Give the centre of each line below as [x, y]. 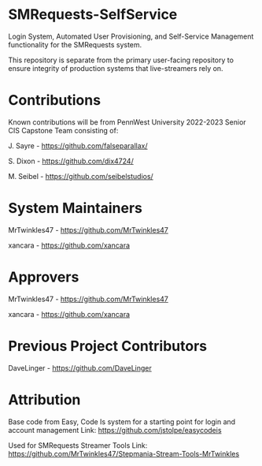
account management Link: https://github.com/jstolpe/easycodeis [115, 430]
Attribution [44, 399]
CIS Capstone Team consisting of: [63, 130]
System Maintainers [76, 209]
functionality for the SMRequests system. [75, 44]
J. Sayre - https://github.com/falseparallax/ [78, 145]
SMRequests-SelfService [93, 15]
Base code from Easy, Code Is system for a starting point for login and [122, 421]
